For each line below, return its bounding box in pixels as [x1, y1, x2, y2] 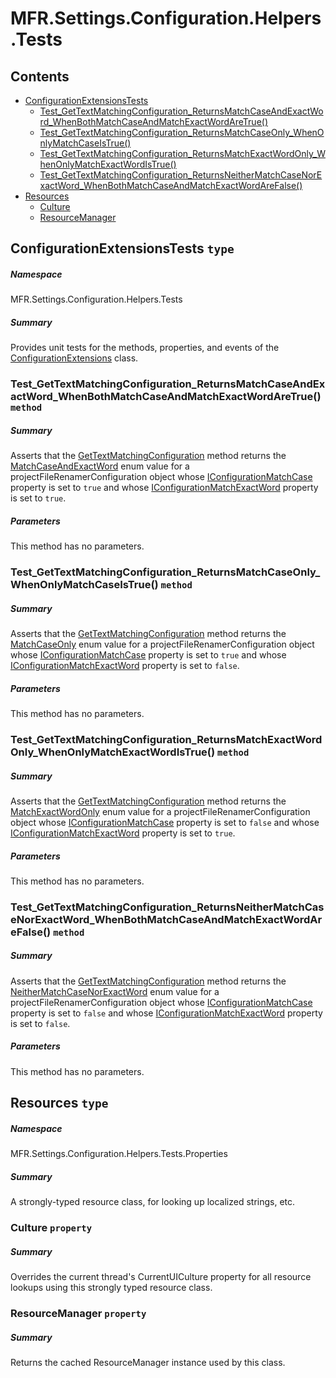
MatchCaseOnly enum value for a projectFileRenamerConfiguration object [10, 638, 315, 651]
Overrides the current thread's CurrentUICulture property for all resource [10, 1270, 312, 1282]
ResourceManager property [10, 1306, 147, 1320]
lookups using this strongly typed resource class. [10, 1281, 213, 1293]
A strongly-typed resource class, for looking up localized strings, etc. [10, 1196, 296, 1208]
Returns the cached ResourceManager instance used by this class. [10, 1356, 286, 1368]
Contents [10, 68, 70, 85]
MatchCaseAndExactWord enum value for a [10, 460, 190, 472]
